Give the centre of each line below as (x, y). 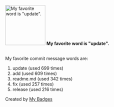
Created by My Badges (29, 99)
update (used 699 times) (38, 68)
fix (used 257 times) (33, 84)
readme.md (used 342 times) (42, 79)
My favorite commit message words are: (47, 58)
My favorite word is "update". (78, 43)
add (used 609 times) (35, 73)
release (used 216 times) (38, 89)
